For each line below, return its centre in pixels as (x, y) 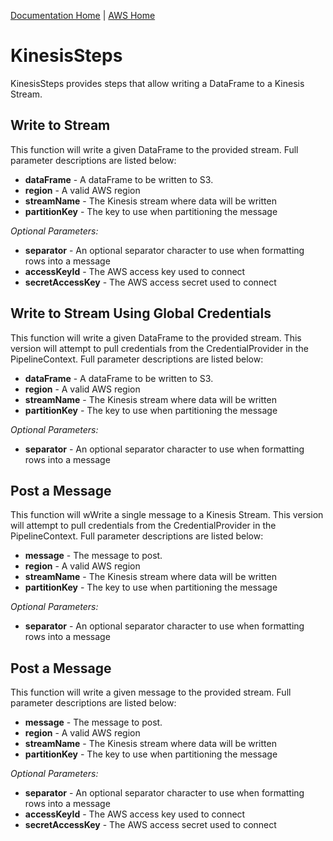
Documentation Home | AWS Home (83, 15)
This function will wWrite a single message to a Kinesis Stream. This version (167, 515)
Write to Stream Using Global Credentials (141, 313)
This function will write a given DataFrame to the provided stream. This (156, 337)
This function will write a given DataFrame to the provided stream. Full (154, 149)
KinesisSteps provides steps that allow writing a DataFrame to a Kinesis (157, 83)
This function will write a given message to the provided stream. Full (151, 692)
